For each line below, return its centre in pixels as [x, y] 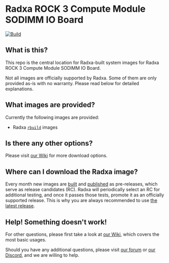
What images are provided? [50, 105]
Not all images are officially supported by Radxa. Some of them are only [81, 78]
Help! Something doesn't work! [56, 222]
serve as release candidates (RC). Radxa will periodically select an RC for [83, 190]
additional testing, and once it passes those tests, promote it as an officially [85, 195]
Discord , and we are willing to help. [42, 255]
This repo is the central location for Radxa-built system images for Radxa [82, 63]
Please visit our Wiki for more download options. [56, 156]
